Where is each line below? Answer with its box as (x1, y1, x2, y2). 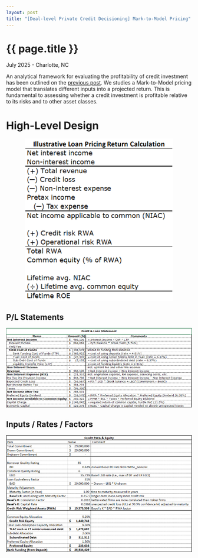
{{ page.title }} (6, 42, 79, 56)
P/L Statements (6, 312, 64, 322)
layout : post (6, 9, 38, 15)
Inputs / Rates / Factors (6, 419, 93, 429)
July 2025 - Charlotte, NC (6, 61, 69, 69)
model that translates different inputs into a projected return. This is (6, 86, 170, 93)
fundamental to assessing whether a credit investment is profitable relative (6, 92, 187, 99)
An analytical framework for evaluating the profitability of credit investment (6, 73, 189, 80)
